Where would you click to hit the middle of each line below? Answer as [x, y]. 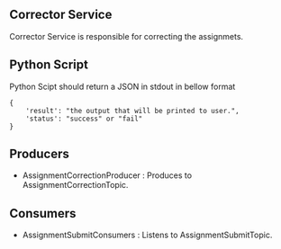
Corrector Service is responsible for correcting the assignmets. [127, 36]
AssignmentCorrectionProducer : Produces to [107, 175]
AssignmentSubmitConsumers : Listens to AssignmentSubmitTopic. [147, 235]
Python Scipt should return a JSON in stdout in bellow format [122, 86]
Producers [40, 154]
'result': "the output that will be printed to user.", [133, 111]
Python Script [49, 65]
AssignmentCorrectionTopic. [75, 185]
